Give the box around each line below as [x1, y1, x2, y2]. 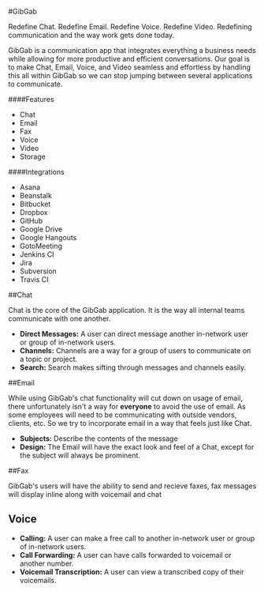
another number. [19, 559, 74, 568]
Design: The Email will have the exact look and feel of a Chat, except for [19, 442, 255, 451]
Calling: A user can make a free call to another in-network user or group [19, 533, 255, 543]
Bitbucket [19, 199, 51, 209]
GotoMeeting [19, 241, 63, 250]
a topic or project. [19, 355, 78, 363]
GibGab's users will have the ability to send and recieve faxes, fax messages [8, 481, 257, 491]
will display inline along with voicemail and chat [8, 490, 162, 499]
